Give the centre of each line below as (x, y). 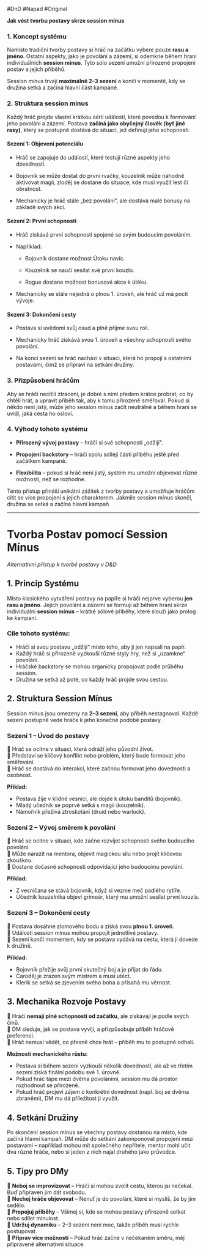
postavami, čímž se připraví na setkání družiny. (75, 365)
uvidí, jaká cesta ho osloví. (40, 413)
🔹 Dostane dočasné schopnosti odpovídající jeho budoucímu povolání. (95, 867)
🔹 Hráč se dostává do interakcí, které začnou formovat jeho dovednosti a (99, 768)
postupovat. (22, 1231)
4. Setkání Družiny (43, 1117)
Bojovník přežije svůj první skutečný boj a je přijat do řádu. (90, 969)
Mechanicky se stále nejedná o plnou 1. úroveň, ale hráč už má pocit (102, 294)
